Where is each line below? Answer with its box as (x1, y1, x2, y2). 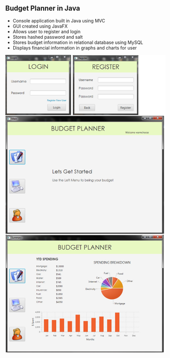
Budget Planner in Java (5, 4, 80, 13)
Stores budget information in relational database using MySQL (12, 39, 144, 45)
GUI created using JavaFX (12, 23, 68, 29)
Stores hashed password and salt (12, 34, 83, 40)
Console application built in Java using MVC (12, 17, 105, 23)
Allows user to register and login (12, 28, 81, 35)
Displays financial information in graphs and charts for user (12, 44, 137, 50)
